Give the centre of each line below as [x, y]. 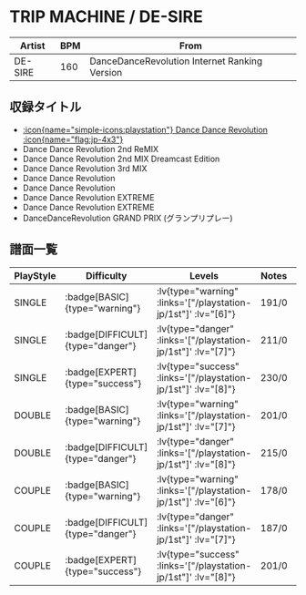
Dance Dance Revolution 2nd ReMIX [91, 149]
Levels [204, 275]
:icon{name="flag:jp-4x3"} [73, 139]
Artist [32, 46]
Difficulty [107, 275]
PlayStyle [35, 275]
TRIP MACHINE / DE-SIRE [106, 17]
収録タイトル [46, 107]
